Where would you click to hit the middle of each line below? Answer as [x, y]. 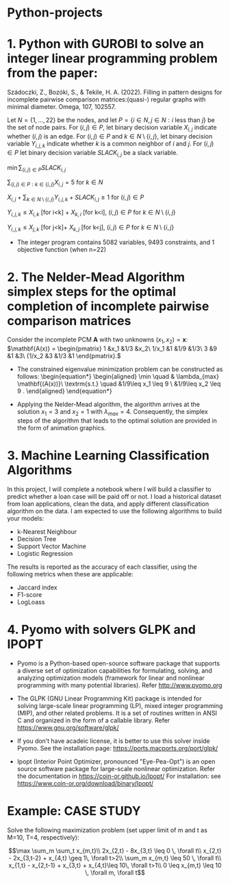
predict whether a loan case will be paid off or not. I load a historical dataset [114, 496]
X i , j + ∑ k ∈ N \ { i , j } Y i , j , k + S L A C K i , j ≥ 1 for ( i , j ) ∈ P [76, 198]
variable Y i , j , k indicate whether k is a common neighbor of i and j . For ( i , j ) [111, 144]
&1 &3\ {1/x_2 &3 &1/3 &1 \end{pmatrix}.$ [64, 356]
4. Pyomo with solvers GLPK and [102, 630]
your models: [26, 518]
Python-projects [55, 13]
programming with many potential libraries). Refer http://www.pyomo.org [119, 685]
